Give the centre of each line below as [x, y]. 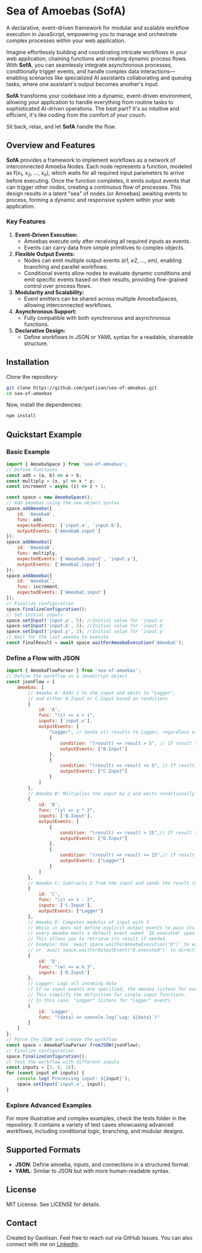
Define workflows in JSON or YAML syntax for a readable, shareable [109, 337]
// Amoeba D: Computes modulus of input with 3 [88, 922]
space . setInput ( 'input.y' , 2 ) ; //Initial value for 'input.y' [86, 632]
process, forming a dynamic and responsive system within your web [91, 200]
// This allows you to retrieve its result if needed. [98, 939]
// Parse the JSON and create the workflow [62, 1040]
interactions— [158, 71]
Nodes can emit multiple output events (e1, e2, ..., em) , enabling [103, 260]
